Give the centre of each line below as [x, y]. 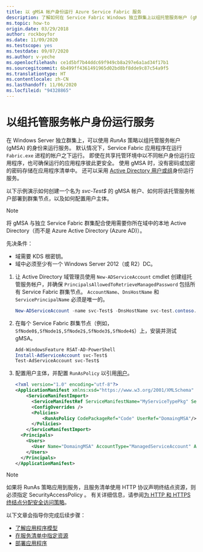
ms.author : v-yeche [31, 57]
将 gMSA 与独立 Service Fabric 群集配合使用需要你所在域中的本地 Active [96, 223]
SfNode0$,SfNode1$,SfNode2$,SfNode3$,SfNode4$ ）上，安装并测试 [96, 331]
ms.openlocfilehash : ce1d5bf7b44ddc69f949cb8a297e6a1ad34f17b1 [88, 62]
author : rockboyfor [31, 34]
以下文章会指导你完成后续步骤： [46, 515]
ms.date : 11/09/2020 [32, 40]
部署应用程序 [31, 543]
